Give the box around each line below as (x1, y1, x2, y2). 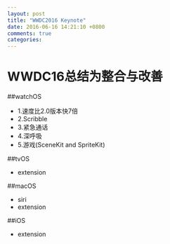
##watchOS (7, 93, 42, 101)
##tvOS (7, 155, 30, 163)
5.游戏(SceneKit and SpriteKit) (17, 141, 105, 149)
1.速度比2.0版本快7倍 (17, 107, 79, 116)
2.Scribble (17, 115, 48, 123)
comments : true (7, 29, 52, 37)
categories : (7, 36, 42, 43)
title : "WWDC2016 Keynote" (7, 17, 86, 24)
